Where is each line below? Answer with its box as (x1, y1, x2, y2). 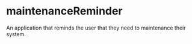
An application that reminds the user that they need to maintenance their (6, 24, 186, 31)
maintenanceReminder (6, 4, 123, 18)
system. (6, 30, 26, 37)
